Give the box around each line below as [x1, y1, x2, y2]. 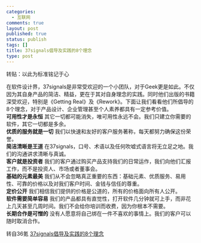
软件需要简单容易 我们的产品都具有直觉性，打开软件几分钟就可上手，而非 [6, 195, 186, 202]
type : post [6, 53, 33, 59]
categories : [6, 8, 36, 15]
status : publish [6, 36, 47, 42]
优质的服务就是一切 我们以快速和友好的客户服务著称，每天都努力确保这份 [6, 128, 186, 135]
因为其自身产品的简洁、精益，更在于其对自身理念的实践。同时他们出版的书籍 [6, 90, 195, 97]
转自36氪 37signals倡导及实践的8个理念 [6, 230, 104, 237]
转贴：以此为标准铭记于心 [6, 70, 69, 78]
